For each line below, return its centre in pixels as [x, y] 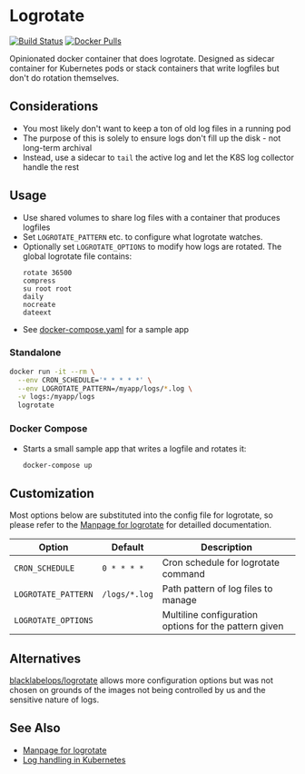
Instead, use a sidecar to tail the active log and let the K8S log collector [158, 157]
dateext [37, 313]
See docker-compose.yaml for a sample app [105, 329]
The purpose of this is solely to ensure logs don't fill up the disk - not [152, 138]
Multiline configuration [210, 615]
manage [179, 600]
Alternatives [45, 658]
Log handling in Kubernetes [74, 759]
